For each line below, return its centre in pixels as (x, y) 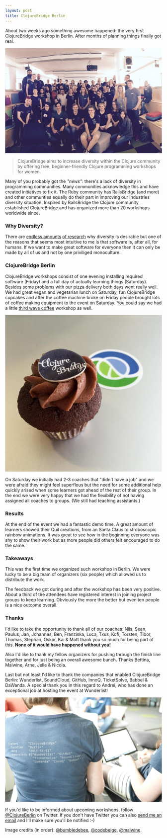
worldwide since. (23, 213)
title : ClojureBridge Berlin (35, 16)
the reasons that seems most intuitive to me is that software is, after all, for (82, 242)
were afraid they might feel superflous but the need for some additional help (83, 485)
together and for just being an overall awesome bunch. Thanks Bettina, (78, 660)
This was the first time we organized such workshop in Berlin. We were (78, 569)
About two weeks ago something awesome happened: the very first (75, 30)
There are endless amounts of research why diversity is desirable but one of (83, 237)
